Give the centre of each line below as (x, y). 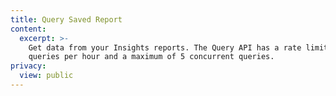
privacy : (28, 66)
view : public (46, 76)
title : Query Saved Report (66, 19)
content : (28, 29)
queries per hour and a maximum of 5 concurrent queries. (151, 57)
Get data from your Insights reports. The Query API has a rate (165, 47)
